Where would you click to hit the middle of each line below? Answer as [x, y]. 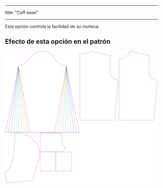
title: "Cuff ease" [22, 12]
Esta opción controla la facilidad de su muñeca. [52, 26]
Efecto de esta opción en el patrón [58, 42]
